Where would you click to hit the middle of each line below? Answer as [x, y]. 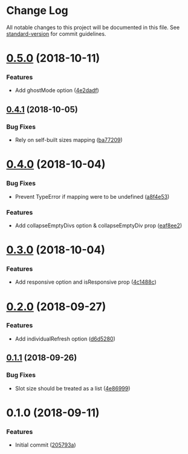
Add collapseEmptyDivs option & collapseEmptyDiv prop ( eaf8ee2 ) [99, 225]
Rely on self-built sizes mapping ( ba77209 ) [69, 140]
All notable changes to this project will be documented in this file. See [93, 27]
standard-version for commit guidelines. [56, 33]
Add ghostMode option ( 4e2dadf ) [57, 90]
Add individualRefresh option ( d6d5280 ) [65, 339]
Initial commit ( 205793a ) [46, 445]
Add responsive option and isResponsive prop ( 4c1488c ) [86, 282]
